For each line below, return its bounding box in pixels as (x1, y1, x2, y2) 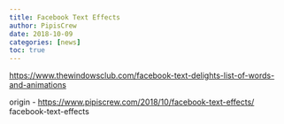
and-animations (9, 80, 66, 90)
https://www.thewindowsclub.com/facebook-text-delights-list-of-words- (9, 70, 275, 81)
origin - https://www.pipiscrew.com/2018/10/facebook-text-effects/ (9, 97, 255, 107)
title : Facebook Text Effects (9, 12, 121, 22)
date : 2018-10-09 (9, 29, 73, 38)
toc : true (9, 46, 46, 55)
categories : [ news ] (9, 37, 81, 47)
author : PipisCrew (9, 21, 77, 30)
